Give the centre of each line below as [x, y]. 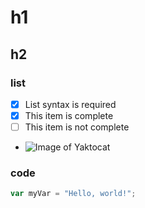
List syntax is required [70, 104]
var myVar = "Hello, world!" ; [73, 194]
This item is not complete [77, 127]
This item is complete [69, 115]
